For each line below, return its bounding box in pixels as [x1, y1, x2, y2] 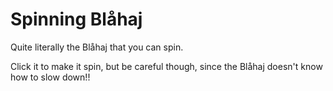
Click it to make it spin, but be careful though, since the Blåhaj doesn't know [10, 60, 323, 72]
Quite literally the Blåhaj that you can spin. [10, 41, 184, 53]
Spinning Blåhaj [10, 8, 143, 31]
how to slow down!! [10, 71, 91, 83]
